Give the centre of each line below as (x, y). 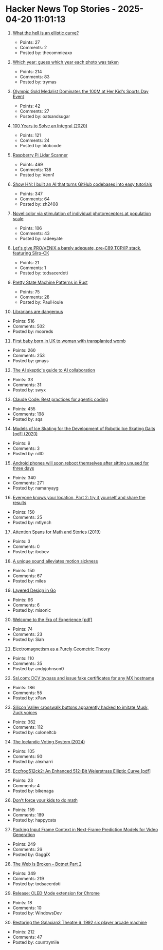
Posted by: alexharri (33, 761)
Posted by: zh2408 (39, 204)
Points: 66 (23, 600)
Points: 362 (24, 722)
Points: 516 (24, 321)
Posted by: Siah (28, 639)
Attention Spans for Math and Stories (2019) (57, 532)
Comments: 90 (27, 756)
